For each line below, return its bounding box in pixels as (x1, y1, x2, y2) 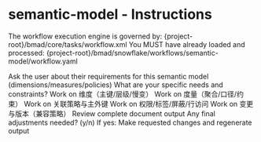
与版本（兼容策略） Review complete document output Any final (8, 108, 216, 118)
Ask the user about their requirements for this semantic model (8, 71, 209, 81)
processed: (8, 48, 45, 57)
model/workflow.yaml (8, 56, 79, 66)
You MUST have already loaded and (128, 39, 245, 49)
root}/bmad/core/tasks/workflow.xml (8, 39, 127, 49)
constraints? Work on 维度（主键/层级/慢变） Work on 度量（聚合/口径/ (8, 89, 237, 99)
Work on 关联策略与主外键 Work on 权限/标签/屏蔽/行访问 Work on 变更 (23, 99, 254, 108)
